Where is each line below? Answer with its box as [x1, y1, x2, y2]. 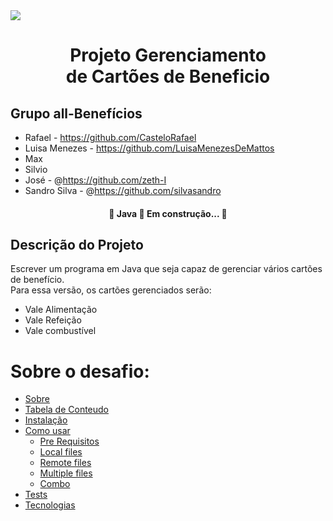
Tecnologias [24, 499, 76, 511]
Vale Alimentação [24, 304, 98, 316]
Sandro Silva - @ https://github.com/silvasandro [24, 185, 222, 196]
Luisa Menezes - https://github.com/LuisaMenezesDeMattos [24, 142, 275, 154]
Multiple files [39, 467, 93, 479]
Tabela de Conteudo [24, 404, 110, 416]
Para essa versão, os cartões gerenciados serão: [10, 284, 212, 296]
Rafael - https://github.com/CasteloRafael [24, 132, 197, 143]
